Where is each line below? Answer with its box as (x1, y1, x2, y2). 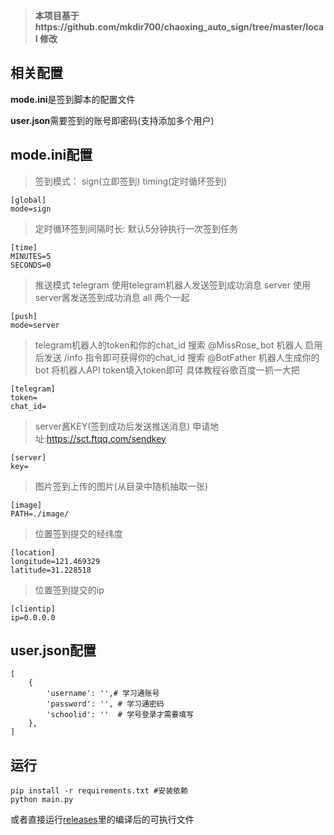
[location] (10, 547, 56, 558)
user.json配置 (10, 642, 97, 659)
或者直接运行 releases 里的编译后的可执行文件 (10, 814, 195, 826)
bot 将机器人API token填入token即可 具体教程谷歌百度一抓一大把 (34, 364, 300, 376)
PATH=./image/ (10, 509, 70, 519)
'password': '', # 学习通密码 (46, 699, 165, 709)
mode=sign (10, 204, 52, 214)
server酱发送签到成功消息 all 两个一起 (34, 291, 190, 303)
